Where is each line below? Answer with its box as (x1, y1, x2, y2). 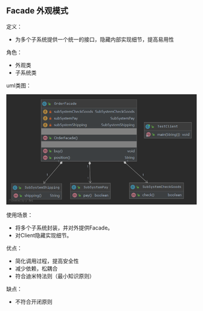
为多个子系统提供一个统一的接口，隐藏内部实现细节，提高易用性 (14, 36, 174, 43)
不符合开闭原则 (14, 298, 53, 306)
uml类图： (6, 82, 31, 89)
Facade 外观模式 (6, 5, 68, 16)
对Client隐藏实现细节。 (14, 232, 72, 239)
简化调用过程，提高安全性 (14, 257, 79, 265)
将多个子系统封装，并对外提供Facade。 (14, 224, 114, 231)
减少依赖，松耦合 (14, 265, 58, 272)
